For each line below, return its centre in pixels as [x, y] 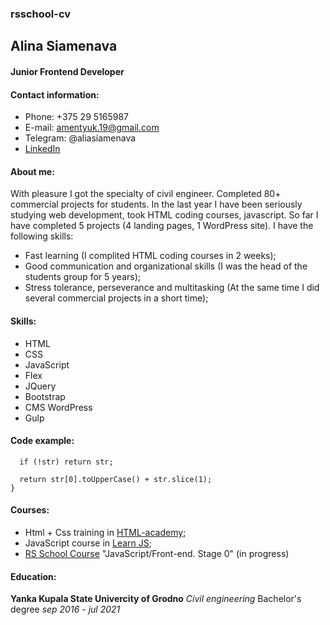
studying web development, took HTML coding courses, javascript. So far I [164, 215]
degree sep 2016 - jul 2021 [65, 609]
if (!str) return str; [66, 462]
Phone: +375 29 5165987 [77, 117]
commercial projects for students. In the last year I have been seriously [156, 204]
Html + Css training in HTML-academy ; [105, 532]
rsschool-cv [41, 14]
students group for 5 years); [82, 277]
